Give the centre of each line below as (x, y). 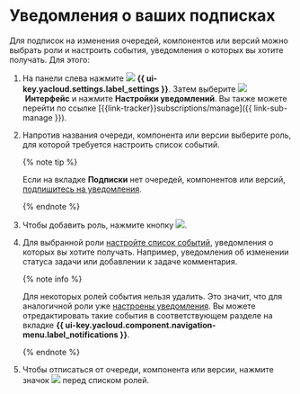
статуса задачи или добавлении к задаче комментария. (130, 261)
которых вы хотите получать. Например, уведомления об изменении (155, 252)
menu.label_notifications (70, 335)
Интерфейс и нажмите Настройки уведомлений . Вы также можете (156, 98)
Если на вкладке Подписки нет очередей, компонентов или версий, (154, 179)
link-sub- (270, 108)
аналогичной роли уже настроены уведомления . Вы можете (139, 306)
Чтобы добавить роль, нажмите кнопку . (105, 225)
